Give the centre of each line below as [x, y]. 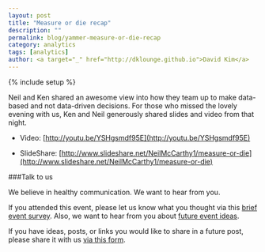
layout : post [30, 15]
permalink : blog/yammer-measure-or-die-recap [84, 38]
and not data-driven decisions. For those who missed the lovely [134, 105]
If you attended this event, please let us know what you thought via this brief [133, 207]
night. [18, 122]
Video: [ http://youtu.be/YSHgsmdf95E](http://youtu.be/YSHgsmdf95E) [135, 137]
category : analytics [42, 45]
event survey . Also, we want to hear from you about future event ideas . [124, 216]
